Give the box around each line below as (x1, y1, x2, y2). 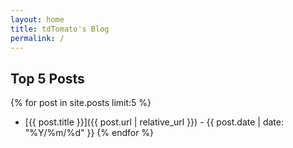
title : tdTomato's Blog (10, 24, 110, 34)
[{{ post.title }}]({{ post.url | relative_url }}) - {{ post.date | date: (24, 116, 284, 128)
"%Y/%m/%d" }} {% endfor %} (24, 127, 155, 139)
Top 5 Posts (10, 70, 85, 87)
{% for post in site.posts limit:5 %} (10, 97, 152, 109)
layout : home (10, 14, 65, 25)
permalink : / (10, 33, 65, 43)
